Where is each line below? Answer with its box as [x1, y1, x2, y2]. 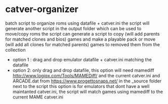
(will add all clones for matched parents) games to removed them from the [5, 41, 160, 47]
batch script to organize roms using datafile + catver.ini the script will [5, 20, 150, 26]
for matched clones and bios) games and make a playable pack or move [5, 36, 156, 42]
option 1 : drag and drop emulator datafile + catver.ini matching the [12, 56, 152, 62]
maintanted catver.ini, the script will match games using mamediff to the [12, 88, 163, 94]
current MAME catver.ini [12, 94, 63, 100]
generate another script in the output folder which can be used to [5, 25, 142, 31]
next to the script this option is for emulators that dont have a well [12, 83, 150, 89]
